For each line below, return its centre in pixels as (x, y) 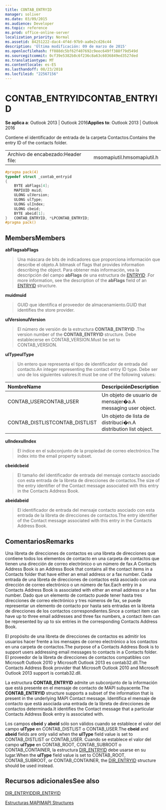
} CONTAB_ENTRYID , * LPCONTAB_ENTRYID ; (47, 218)
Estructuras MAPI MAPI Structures (40, 803)
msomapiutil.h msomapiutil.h (126, 157)
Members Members (35, 238)
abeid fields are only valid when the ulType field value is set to (69, 734)
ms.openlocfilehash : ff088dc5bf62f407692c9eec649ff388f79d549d (72, 51)
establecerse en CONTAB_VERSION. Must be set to (69, 340)
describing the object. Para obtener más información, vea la (78, 270)
